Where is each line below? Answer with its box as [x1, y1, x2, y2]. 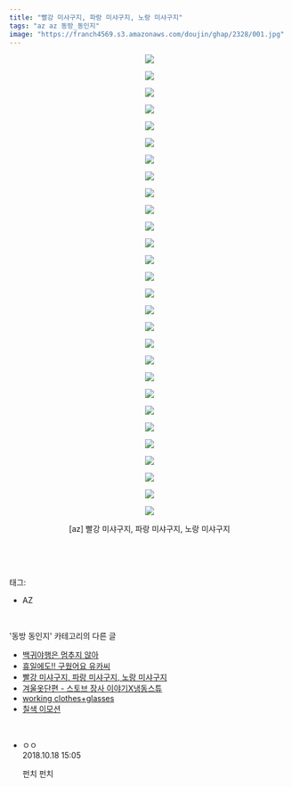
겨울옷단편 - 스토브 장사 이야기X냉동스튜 [21, 683, 163, 694]
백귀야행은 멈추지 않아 [21, 650, 100, 660]
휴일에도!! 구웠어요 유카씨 [21, 661, 111, 672]
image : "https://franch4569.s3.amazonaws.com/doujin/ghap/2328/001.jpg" [9, 29, 285, 38]
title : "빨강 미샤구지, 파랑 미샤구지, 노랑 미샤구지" [9, 12, 183, 22]
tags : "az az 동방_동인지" [9, 21, 101, 30]
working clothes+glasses [21, 693, 115, 704]
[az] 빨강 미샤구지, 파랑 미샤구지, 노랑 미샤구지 [69, 524, 231, 534]
